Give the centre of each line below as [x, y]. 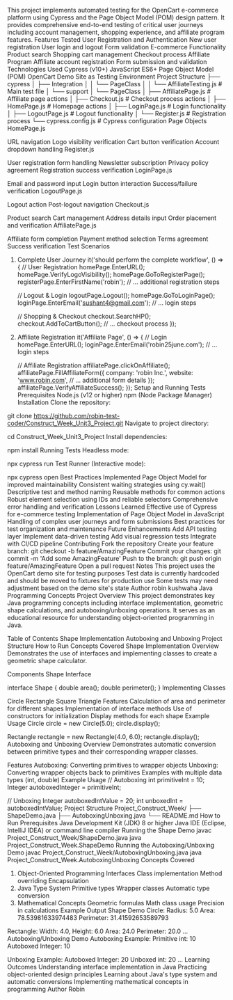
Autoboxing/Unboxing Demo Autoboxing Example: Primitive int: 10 [102, 938]
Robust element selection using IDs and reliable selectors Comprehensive [113, 499]
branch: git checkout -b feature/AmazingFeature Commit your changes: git [114, 551]
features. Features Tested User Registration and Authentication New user [112, 40]
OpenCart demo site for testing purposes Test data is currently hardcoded [113, 573]
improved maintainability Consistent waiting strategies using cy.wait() [107, 484]
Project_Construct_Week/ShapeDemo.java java [74, 838]
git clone [20, 416]
